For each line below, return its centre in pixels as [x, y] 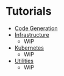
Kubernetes [29, 48]
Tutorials [29, 11]
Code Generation [36, 28]
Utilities [24, 61]
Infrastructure [32, 34]
